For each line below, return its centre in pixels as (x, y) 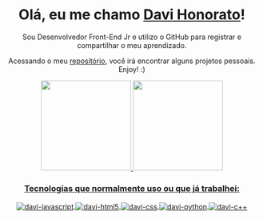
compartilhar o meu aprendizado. (132, 45)
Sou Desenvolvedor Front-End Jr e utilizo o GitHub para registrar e (132, 37)
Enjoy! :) (132, 69)
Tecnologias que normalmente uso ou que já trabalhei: (132, 188)
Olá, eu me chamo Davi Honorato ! (132, 15)
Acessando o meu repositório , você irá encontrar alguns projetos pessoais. (132, 61)
